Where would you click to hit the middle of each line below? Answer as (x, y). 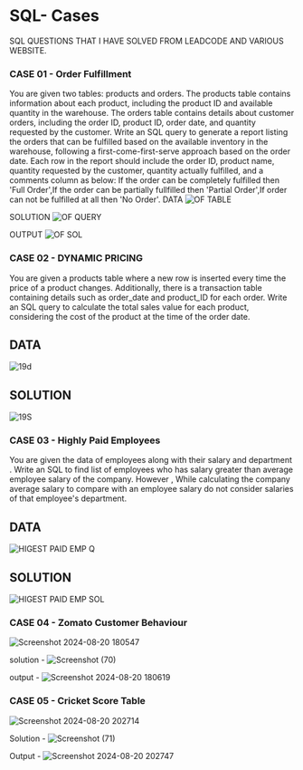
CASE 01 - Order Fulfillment (71, 73)
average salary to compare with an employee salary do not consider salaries (151, 489)
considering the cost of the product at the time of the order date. (130, 316)
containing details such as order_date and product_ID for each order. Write (148, 297)
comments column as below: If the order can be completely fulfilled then (145, 180)
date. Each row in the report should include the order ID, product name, (142, 161)
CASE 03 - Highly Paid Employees (85, 440)
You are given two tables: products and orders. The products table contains (150, 94)
